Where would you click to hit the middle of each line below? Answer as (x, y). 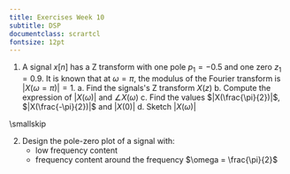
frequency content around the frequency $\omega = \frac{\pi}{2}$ (156, 160)
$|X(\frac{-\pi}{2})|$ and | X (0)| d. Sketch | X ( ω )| (109, 107)
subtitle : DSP (35, 26)
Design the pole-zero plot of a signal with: (98, 141)
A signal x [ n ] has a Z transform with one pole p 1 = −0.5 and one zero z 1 (152, 68)
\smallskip (28, 124)
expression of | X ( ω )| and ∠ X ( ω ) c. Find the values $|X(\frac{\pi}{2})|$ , (151, 97)
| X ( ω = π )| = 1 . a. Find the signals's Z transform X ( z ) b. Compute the (146, 88)
